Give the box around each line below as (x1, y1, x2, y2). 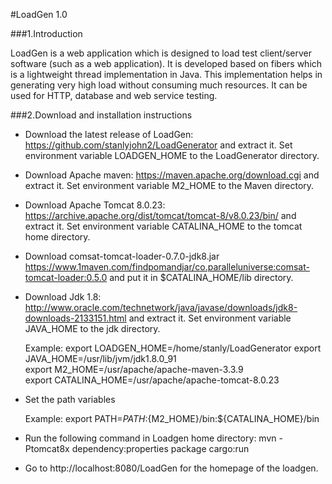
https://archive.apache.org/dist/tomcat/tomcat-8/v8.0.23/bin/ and (24, 210, 297, 221)
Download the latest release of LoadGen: (24, 129, 194, 140)
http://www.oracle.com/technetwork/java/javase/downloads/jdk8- (24, 302, 298, 313)
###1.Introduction (10, 28, 83, 39)
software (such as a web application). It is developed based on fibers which (10, 58, 323, 69)
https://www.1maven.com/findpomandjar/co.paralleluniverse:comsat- (24, 261, 310, 273)
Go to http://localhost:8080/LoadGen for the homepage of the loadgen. (24, 462, 319, 474)
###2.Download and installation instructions (10, 109, 193, 121)
